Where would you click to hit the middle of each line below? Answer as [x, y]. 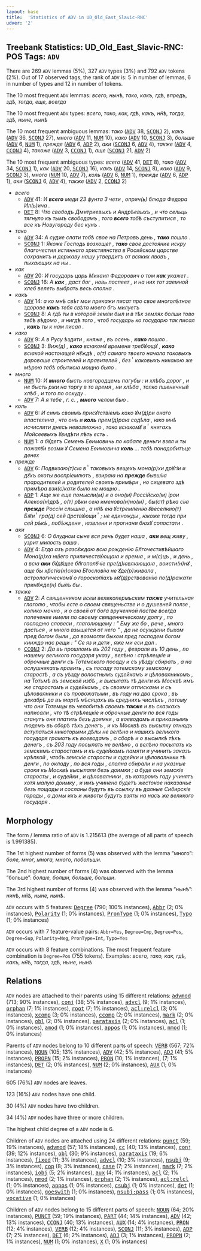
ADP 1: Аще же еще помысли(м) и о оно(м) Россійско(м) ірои [101, 495]
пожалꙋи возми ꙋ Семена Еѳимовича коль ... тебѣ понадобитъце [107, 449]
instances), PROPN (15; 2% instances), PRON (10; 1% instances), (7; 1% [92, 1058]
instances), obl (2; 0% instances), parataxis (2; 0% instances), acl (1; [96, 1021]
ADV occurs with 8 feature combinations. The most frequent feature [89, 949]
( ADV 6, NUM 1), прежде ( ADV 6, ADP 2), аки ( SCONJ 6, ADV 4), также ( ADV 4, [99, 144]
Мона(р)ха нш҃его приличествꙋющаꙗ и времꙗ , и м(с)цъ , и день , [108, 557]
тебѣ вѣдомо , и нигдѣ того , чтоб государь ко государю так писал [109, 320]
